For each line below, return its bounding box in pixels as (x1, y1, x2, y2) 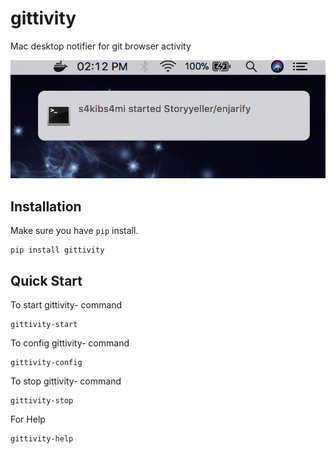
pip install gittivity (10, 245, 105, 256)
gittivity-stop (10, 396, 74, 406)
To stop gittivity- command (10, 375, 122, 387)
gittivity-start (10, 320, 78, 330)
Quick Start (10, 272, 83, 289)
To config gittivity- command (10, 337, 130, 349)
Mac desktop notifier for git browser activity (10, 40, 192, 52)
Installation (10, 198, 82, 215)
